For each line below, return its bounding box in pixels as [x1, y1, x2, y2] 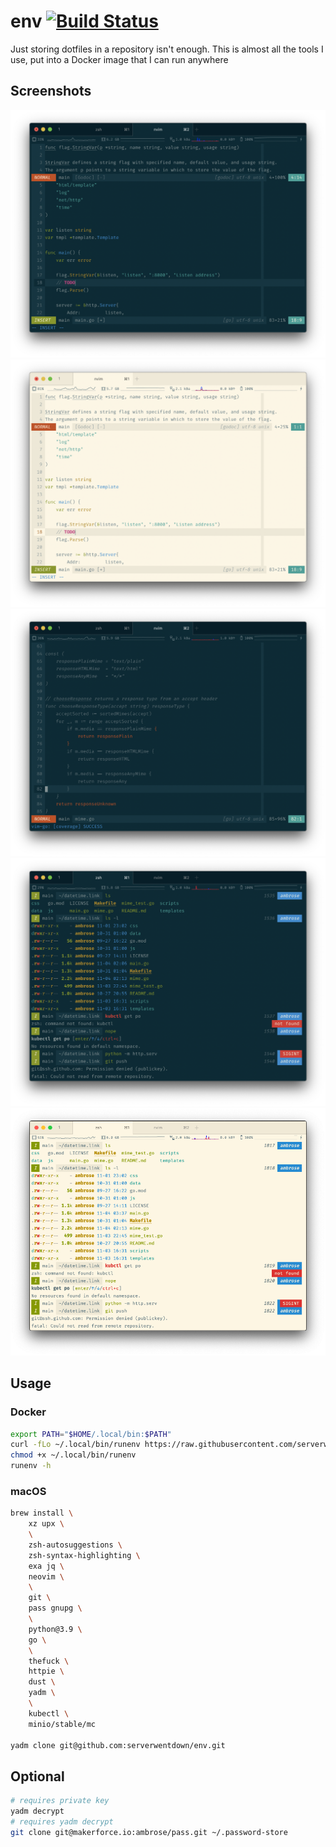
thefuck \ [28, 1656, 70, 1666]
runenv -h [10, 1461, 52, 1471]
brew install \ [10, 1508, 74, 1519]
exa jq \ [28, 1561, 65, 1571]
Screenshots [10, 83, 92, 100]
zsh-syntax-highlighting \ [28, 1550, 141, 1560]
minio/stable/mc [28, 1719, 97, 1729]
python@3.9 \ [28, 1624, 83, 1634]
